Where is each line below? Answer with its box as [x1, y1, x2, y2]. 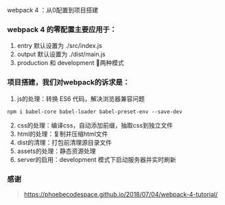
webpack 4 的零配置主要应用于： [7, 25, 117, 34]
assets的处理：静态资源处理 [16, 147, 96, 155]
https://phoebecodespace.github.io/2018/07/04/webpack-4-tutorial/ [23, 190, 218, 198]
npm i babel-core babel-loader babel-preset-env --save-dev [7, 108, 183, 115]
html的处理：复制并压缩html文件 [16, 130, 108, 138]
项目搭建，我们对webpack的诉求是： [7, 77, 130, 87]
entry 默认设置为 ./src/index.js [16, 42, 103, 50]
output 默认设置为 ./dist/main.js [16, 50, 106, 58]
